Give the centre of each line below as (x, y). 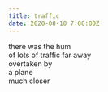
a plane (21, 72)
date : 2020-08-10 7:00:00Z (54, 23)
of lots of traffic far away (50, 55)
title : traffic (34, 16)
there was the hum (40, 46)
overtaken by (30, 63)
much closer (29, 81)
